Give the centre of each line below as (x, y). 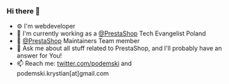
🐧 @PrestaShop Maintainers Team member (78, 41)
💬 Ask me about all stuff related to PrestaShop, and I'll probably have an (119, 49)
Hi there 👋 (24, 11)
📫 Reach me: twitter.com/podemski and (74, 64)
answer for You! (39, 56)
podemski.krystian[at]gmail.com (62, 74)
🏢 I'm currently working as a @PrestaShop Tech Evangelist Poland (111, 33)
